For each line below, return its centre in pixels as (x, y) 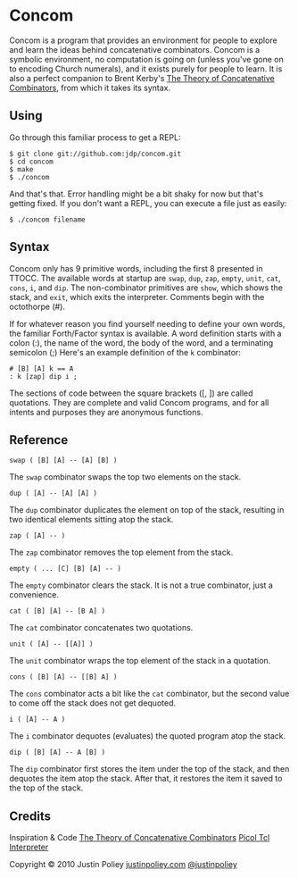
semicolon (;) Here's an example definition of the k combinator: (125, 352)
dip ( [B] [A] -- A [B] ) (57, 753)
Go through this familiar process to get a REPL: (95, 137)
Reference (39, 440)
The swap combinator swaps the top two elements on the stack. (125, 477)
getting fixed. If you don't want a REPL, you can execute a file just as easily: (148, 203)
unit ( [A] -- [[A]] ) (51, 644)
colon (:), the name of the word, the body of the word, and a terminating (141, 343)
